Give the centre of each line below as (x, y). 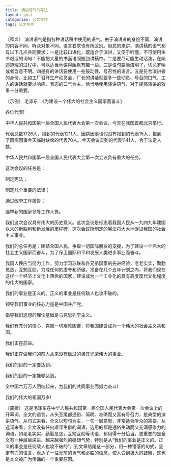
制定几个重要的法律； (27, 190)
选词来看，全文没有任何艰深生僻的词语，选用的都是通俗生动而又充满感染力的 (85, 427)
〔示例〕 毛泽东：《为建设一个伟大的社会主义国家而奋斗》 (65, 101)
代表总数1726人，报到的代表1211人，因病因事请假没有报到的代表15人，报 (81, 134)
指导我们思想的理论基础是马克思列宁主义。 (50, 315)
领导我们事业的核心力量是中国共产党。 (45, 304)
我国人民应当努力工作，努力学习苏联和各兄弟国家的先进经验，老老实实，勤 (83, 263)
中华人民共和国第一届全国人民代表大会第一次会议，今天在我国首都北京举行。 (85, 123)
